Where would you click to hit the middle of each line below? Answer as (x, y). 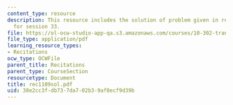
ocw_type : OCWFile (34, 59)
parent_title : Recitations (46, 65)
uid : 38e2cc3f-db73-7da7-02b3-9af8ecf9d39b (71, 90)
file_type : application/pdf (48, 39)
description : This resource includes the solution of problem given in (113, 20)
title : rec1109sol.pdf (40, 84)
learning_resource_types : (44, 46)
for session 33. (37, 26)
